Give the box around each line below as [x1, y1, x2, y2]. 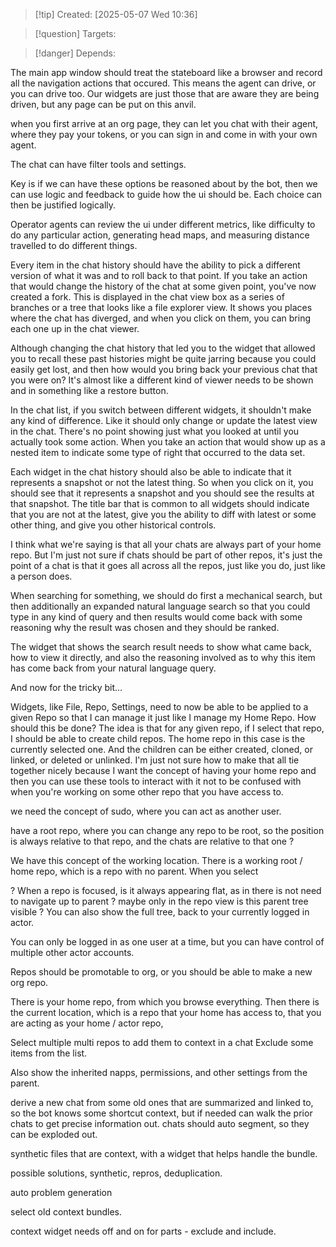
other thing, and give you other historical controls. [10, 519, 217, 531]
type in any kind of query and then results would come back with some [10, 611, 303, 623]
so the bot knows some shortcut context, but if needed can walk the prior [10, 1107, 313, 1119]
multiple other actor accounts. [10, 947, 135, 958]
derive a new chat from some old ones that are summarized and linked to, [10, 1097, 314, 1108]
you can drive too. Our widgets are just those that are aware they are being [10, 88, 320, 99]
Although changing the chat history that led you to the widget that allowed [10, 342, 316, 354]
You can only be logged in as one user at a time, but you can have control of [10, 936, 325, 948]
